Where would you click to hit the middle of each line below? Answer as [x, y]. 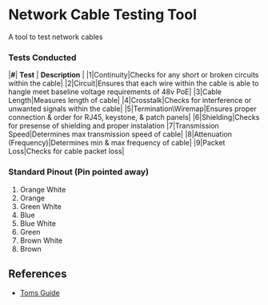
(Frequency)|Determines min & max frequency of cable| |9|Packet [117, 143]
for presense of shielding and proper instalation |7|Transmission [114, 126]
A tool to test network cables [56, 37]
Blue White [38, 223]
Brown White [41, 240]
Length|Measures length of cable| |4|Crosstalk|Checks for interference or [130, 101]
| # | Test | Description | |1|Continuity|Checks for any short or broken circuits [134, 75]
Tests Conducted [42, 57]
